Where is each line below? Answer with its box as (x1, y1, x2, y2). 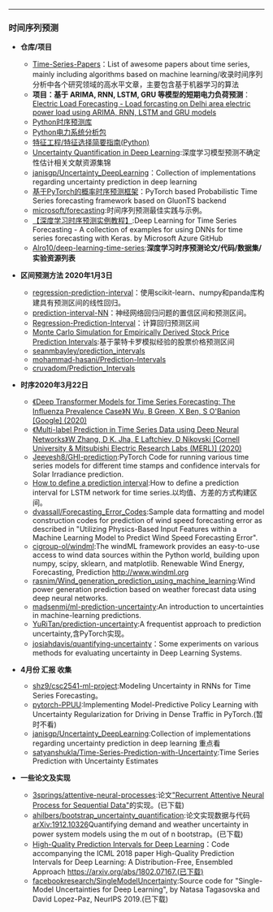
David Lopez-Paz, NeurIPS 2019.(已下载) (32, 894, 169, 904)
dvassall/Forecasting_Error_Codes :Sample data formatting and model (32, 507, 265, 517)
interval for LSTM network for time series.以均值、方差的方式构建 (32, 488, 250, 498)
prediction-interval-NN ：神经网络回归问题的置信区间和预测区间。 (32, 308, 251, 318)
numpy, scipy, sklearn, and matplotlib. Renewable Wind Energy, (32, 559, 245, 568)
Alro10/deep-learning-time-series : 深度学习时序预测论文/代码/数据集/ (32, 243, 262, 253)
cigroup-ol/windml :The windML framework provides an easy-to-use (32, 542, 260, 551)
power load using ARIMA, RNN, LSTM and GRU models (32, 107, 217, 118)
